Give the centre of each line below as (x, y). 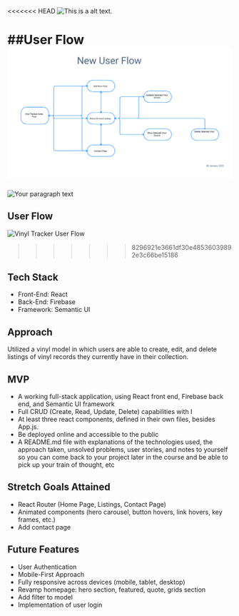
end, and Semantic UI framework (66, 404)
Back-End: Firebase (47, 302)
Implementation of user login (60, 605)
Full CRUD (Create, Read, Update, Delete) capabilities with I (105, 412)
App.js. (28, 427)
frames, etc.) (36, 519)
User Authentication (47, 567)
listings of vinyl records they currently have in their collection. (98, 357)
